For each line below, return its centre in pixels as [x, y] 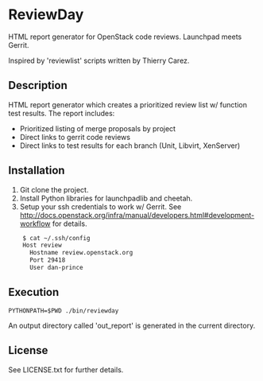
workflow [35, 224]
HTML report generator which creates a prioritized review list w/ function [128, 104]
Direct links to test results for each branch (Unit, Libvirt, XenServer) [130, 146]
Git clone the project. [54, 189]
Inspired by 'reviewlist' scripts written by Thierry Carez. [99, 60]
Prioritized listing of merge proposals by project [98, 128]
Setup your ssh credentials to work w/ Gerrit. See [101, 206]
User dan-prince [56, 268]
